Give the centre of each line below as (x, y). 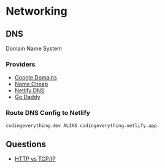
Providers (21, 64)
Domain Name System (34, 48)
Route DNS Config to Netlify (48, 113)
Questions (26, 144)
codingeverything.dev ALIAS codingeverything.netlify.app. (83, 126)
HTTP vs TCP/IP (35, 159)
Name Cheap (31, 84)
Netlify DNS (29, 90)
